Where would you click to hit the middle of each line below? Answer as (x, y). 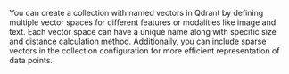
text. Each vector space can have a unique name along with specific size (143, 32)
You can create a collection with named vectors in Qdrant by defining (136, 13)
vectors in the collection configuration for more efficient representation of (144, 51)
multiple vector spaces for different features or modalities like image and (143, 22)
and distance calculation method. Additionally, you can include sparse (138, 41)
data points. (31, 60)
